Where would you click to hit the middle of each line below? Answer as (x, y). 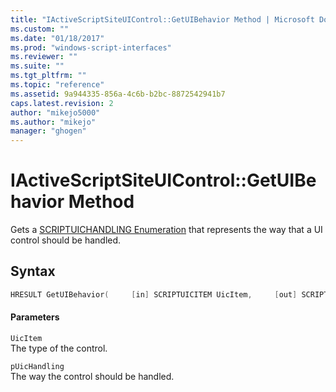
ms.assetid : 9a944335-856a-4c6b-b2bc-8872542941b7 (118, 94)
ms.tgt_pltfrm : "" (48, 76)
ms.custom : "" (40, 29)
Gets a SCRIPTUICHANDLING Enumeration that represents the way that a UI (166, 230)
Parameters (35, 317)
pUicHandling (37, 366)
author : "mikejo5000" (55, 112)
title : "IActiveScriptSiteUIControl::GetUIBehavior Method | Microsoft (162, 19)
